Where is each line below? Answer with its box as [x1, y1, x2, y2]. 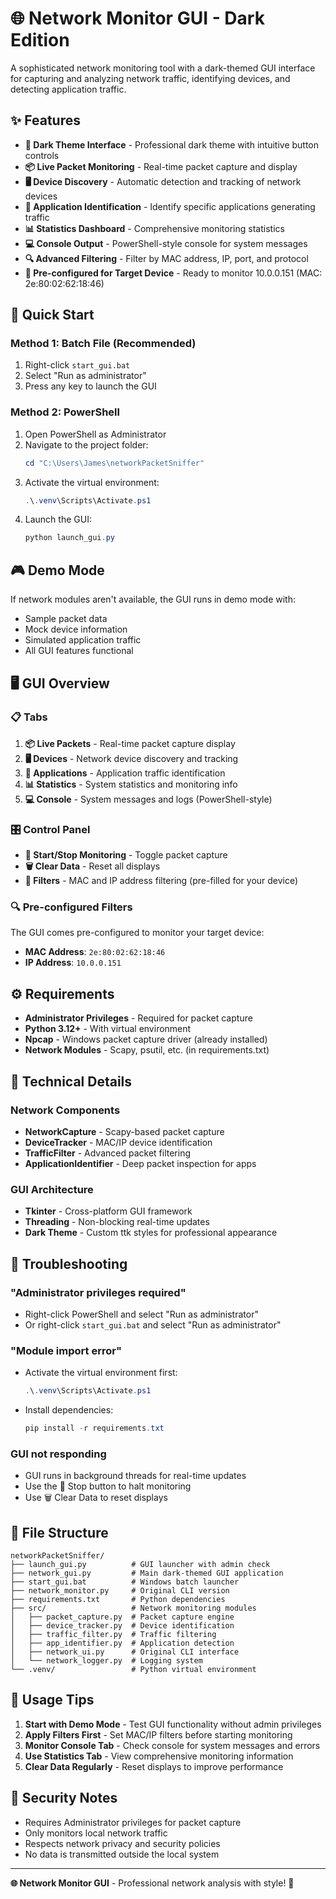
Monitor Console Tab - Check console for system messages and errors [24, 1739, 321, 1751]
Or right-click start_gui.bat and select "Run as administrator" [24, 1318, 282, 1331]
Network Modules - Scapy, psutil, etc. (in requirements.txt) [24, 1044, 270, 1056]
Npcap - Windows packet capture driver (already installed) [24, 1033, 268, 1046]
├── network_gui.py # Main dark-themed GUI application [10, 1568, 284, 1579]
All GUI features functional [24, 645, 134, 657]
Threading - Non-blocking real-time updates [24, 1216, 210, 1228]
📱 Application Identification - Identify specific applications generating [24, 200, 316, 212]
